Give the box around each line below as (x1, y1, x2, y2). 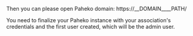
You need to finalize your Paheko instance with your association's (6, 17, 172, 23)
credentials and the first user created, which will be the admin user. (6, 23, 175, 30)
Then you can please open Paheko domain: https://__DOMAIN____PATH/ (6, 5, 187, 12)
